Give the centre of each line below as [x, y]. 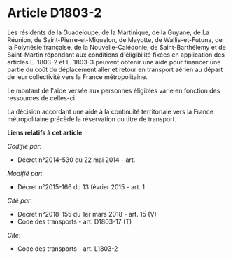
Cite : [14, 235]
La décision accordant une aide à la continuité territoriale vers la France [111, 111]
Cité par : [20, 200]
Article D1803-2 [55, 13]
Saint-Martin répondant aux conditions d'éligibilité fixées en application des [116, 55]
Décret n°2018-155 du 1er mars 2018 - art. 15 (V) [87, 214]
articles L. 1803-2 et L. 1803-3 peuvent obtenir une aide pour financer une [114, 62]
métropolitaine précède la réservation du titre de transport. [92, 119]
